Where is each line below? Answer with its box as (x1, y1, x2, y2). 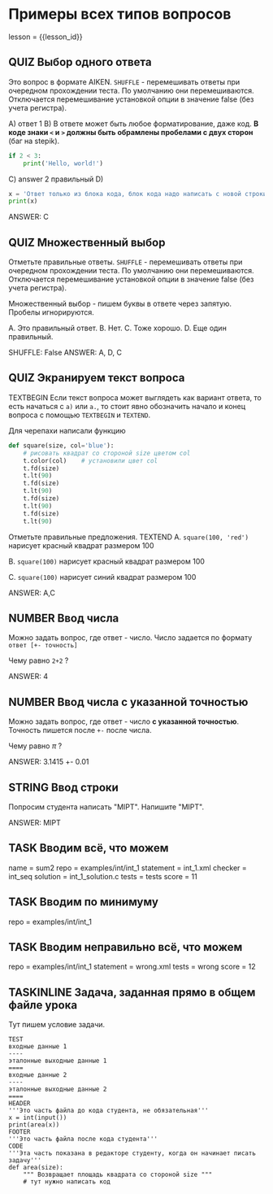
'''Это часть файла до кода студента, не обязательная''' (8, 1107, 209, 1115)
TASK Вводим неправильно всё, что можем (8, 940, 243, 954)
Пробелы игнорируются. (8, 307, 95, 317)
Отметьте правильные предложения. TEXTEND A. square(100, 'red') (8, 532, 249, 542)
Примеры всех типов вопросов (8, 5, 232, 24)
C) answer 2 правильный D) (8, 174, 104, 184)
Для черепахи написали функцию (8, 425, 126, 435)
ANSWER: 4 (8, 672, 49, 682)
